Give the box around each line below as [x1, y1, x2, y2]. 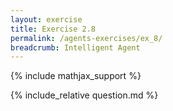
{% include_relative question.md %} [10, 89, 159, 101]
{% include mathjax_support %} [10, 70, 142, 82]
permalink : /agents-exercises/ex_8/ [10, 33, 163, 43]
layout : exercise [10, 14, 83, 25]
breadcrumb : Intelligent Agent [10, 42, 141, 53]
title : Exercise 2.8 [10, 24, 97, 34]
